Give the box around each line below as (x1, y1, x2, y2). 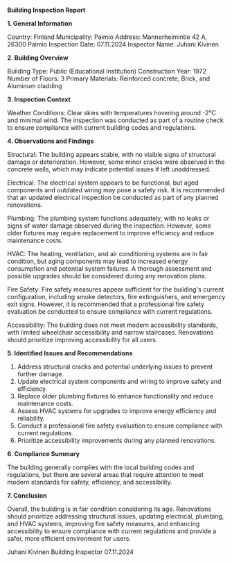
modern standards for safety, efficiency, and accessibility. (7, 478, 173, 486)
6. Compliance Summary (7, 450, 80, 457)
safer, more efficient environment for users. (7, 535, 132, 542)
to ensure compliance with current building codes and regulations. (7, 124, 197, 131)
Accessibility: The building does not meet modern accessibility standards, (7, 321, 218, 329)
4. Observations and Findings (7, 137, 94, 145)
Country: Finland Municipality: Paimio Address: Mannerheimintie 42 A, (7, 33, 208, 41)
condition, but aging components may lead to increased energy (7, 257, 188, 265)
